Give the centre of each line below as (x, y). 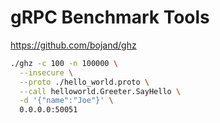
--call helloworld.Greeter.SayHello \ (100, 91)
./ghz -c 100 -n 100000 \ (64, 63)
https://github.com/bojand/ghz (73, 45)
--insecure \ (46, 72)
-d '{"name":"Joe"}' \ (66, 101)
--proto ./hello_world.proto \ (84, 82)
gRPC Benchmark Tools (110, 17)
